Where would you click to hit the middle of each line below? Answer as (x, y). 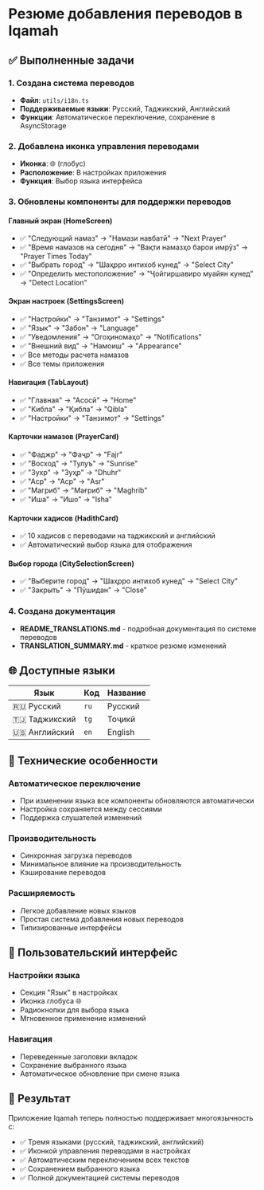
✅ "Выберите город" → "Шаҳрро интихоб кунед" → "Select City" (129, 581)
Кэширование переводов (62, 873)
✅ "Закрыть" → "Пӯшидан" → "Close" (83, 590)
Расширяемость (42, 893)
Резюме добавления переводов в (125, 14)
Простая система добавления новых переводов (102, 919)
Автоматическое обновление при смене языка (100, 1074)
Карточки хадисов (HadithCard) (64, 518)
